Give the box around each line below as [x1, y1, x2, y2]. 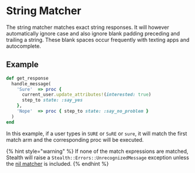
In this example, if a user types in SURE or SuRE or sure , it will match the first [6, 130, 187, 137]
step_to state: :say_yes [21, 97, 83, 103]
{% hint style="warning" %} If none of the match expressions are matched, [6, 148, 189, 155]
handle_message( [11, 81, 51, 87]
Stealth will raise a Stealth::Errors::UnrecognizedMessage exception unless [6, 154, 190, 161]
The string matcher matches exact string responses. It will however [6, 24, 170, 31]
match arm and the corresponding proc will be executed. [6, 136, 144, 143]
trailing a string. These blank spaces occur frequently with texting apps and [6, 36, 190, 43]
